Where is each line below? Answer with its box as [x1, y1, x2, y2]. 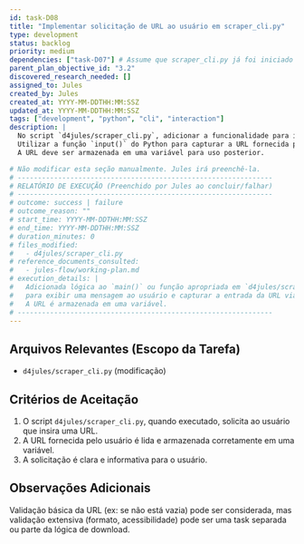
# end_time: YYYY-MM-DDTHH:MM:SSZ [9, 223, 140, 232]
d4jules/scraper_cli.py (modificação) [22, 365, 166, 376]
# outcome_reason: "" [9, 207, 91, 216]
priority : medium [9, 47, 75, 56]
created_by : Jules [9, 89, 79, 98]
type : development [9, 30, 79, 39]
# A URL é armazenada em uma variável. [9, 299, 168, 308]
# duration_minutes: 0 [9, 232, 95, 241]
